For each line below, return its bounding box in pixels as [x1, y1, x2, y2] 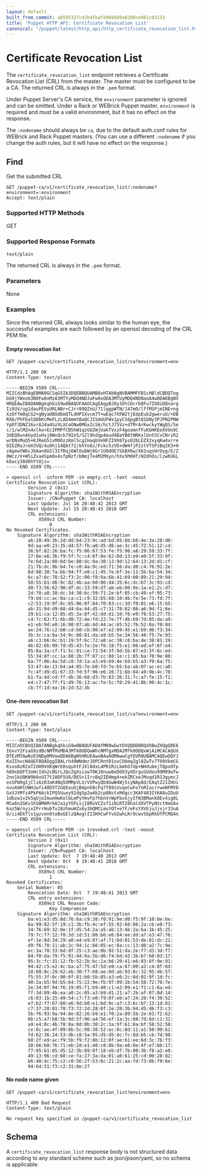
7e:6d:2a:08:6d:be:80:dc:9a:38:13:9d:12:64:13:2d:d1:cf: [28, 558, 173, 565]
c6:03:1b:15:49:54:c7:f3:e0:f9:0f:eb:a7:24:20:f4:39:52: [28, 995, 173, 1001]
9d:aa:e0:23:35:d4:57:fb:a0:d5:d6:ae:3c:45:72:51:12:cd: [28, 543, 173, 549]
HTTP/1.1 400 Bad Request [6, 1099, 71, 1106]
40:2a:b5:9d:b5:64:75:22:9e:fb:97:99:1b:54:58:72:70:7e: [28, 979, 173, 985]
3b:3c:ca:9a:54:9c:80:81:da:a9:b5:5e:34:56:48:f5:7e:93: [28, 632, 173, 638]
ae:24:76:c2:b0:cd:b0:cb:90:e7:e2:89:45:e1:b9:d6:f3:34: [28, 627, 173, 633]
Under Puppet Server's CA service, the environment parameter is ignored [6, 96, 187, 103]
